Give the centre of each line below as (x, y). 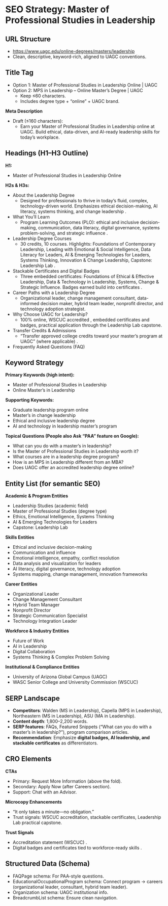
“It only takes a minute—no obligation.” (53, 812)
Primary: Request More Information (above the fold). (67, 781)
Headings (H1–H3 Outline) (47, 153)
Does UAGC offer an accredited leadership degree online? (73, 468)
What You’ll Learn (31, 217)
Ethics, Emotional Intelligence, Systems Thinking (63, 517)
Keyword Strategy (35, 363)
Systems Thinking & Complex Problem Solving (61, 657)
